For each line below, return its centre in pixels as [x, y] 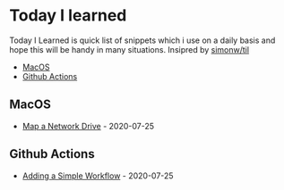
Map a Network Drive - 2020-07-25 [88, 126]
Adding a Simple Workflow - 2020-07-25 [98, 176]
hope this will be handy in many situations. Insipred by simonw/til [129, 49]
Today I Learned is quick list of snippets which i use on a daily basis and [142, 40]
